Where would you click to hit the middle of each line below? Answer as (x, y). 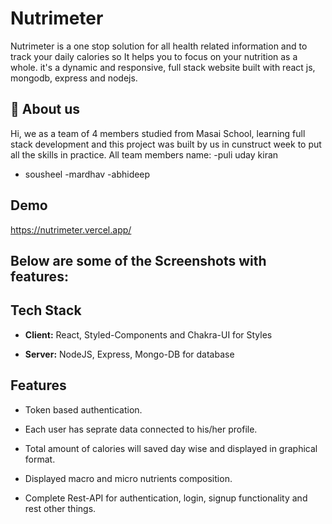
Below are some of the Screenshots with (138, 260)
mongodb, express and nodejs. (74, 78)
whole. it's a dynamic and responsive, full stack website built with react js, (163, 67)
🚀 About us (45, 109)
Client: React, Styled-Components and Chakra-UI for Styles (148, 334)
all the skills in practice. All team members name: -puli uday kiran (144, 154)
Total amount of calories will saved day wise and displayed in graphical (171, 448)
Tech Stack (46, 310)
